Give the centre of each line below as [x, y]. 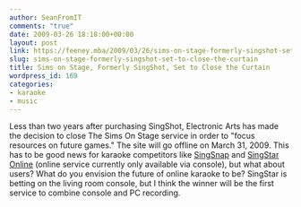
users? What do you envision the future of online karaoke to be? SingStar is [148, 174]
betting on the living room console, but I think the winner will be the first [142, 184]
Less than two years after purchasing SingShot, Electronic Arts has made [144, 126]
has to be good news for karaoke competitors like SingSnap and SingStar [144, 155]
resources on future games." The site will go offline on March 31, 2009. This [149, 145]
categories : [31, 84]
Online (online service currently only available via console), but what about [147, 164]
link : [19, 51]
